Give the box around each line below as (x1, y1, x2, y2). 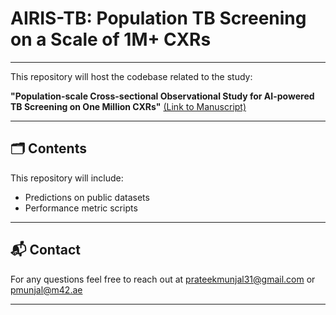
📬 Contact (10, 242, 81, 259)
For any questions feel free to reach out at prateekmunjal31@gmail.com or (10, 273, 316, 285)
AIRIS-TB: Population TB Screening (10, 7, 307, 30)
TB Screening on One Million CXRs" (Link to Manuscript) (10, 100, 247, 112)
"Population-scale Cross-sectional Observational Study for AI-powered (10, 90, 315, 102)
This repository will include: (10, 172, 124, 184)
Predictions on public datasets (24, 191, 150, 203)
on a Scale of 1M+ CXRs (10, 28, 212, 51)
